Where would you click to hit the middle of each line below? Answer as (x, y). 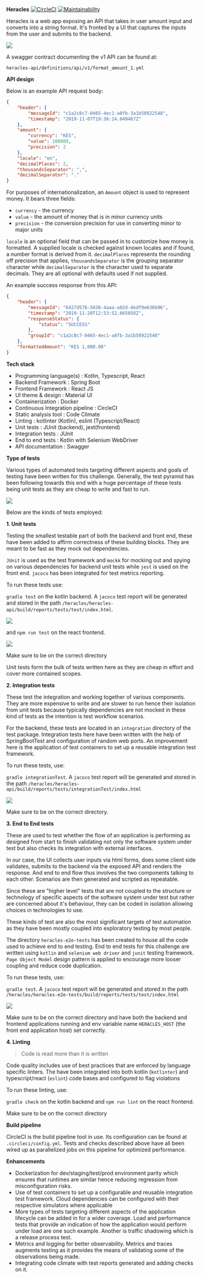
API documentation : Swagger (52, 446)
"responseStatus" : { (54, 319)
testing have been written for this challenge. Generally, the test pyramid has (100, 476)
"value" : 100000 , (49, 141)
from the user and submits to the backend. (59, 34)
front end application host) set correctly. (56, 1030)
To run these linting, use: (37, 1090)
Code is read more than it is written (65, 1053)
